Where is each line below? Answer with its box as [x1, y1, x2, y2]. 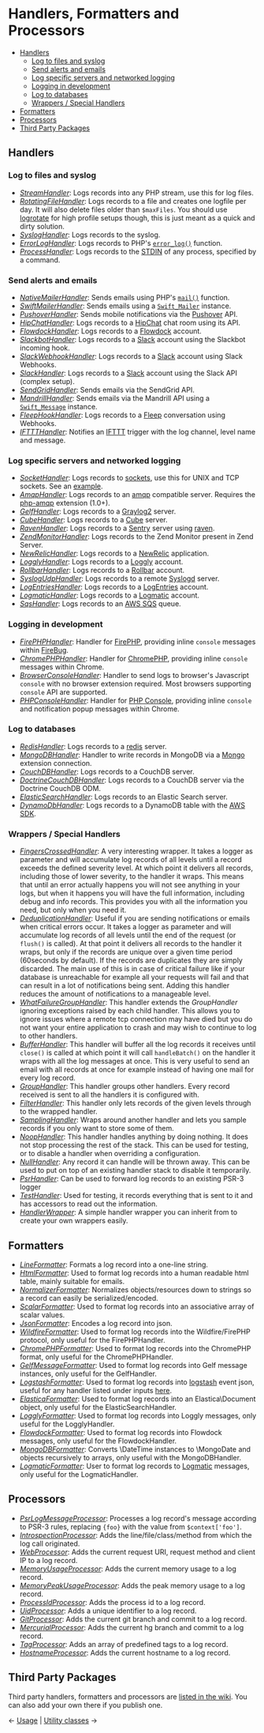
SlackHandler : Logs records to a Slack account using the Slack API [19, 368, 238, 378]
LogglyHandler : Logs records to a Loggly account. [19, 557, 184, 567]
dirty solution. [19, 221, 65, 231]
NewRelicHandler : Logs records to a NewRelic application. [19, 548, 210, 558]
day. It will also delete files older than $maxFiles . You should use [19, 205, 228, 214]
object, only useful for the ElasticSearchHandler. [19, 1402, 177, 1411]
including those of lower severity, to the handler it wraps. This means [19, 872, 244, 881]
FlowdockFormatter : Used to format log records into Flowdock [19, 1427, 222, 1437]
